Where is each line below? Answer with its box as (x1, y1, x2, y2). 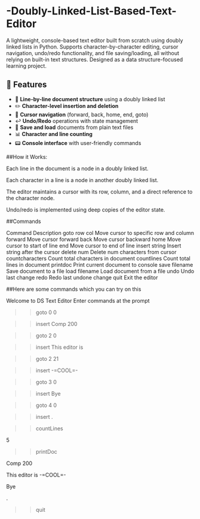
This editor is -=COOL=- (6, 471, 66, 478)
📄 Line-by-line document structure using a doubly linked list (14, 95, 165, 102)
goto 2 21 (35, 355, 59, 362)
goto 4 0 (35, 402, 57, 409)
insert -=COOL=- (35, 367, 78, 374)
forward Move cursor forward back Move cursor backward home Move (6, 236, 181, 243)
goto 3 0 (35, 378, 57, 385)
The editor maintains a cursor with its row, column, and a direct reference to (6, 188, 193, 195)
